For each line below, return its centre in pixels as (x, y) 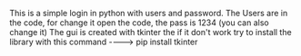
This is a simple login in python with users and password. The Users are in (149, 13)
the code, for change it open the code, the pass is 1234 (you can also (140, 23)
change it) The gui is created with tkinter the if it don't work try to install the (151, 32)
